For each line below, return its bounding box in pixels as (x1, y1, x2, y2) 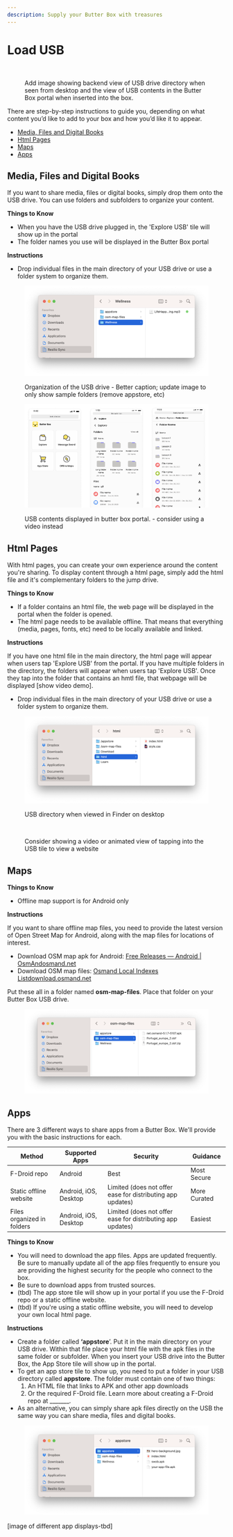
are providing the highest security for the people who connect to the (17, 1266, 213, 1274)
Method (20, 1152, 44, 1160)
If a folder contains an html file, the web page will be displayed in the (17, 603, 214, 611)
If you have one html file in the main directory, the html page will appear (7, 652, 212, 661)
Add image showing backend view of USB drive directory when (24, 79, 206, 87)
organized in (10, 1215, 46, 1223)
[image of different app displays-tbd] (7, 1522, 113, 1531)
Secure (190, 1173, 212, 1181)
